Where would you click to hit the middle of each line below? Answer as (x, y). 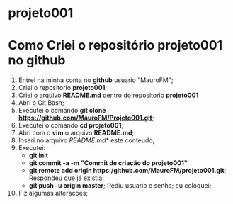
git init (39, 155)
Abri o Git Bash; (41, 103)
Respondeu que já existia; (67, 178)
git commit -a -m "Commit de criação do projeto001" (108, 163)
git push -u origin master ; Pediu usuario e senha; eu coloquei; (120, 186)
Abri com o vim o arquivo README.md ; (76, 133)
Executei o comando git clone (62, 110)
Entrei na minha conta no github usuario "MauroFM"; (96, 80)
